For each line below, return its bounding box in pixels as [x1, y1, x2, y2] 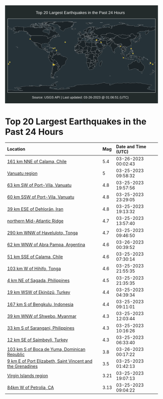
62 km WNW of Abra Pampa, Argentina [7, 242, 85, 248]
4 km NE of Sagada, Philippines [7, 278, 70, 283]
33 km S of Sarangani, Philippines [7, 325, 75, 331]
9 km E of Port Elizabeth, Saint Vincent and [7, 358, 93, 364]
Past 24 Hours [5, 126, 64, 137]
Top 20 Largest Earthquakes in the [5, 116, 147, 127]
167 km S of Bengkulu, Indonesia [7, 301, 74, 307]
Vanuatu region [7, 170, 38, 176]
